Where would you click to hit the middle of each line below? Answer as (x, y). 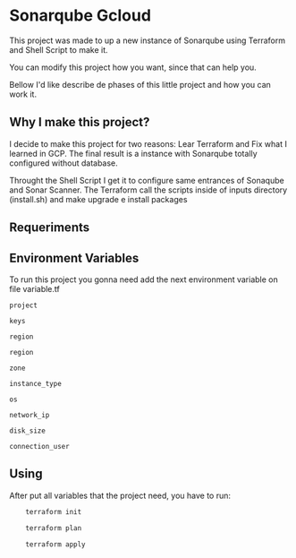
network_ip (30, 415)
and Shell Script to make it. (59, 49)
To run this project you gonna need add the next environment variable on (144, 279)
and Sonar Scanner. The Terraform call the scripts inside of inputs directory (148, 190)
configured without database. (63, 163)
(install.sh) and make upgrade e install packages (98, 199)
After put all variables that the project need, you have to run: (120, 495)
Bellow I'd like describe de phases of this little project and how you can (140, 84)
